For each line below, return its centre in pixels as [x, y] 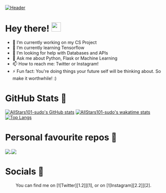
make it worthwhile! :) [35, 78]
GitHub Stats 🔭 [36, 98]
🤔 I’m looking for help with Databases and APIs [60, 53]
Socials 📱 [25, 172]
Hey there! [27, 29]
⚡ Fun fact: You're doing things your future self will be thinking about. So [87, 71]
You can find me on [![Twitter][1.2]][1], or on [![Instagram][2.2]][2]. [83, 185]
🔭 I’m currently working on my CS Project [54, 42]
